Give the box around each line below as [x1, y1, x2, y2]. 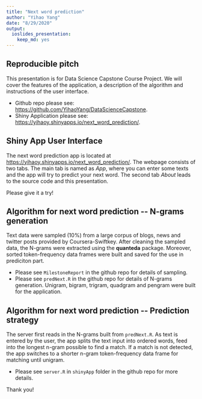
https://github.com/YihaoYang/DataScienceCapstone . [14, 106, 148, 113]
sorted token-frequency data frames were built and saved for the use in [6, 251, 184, 258]
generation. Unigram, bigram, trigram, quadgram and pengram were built [14, 282, 196, 289]
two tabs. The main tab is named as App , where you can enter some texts [6, 165, 189, 172]
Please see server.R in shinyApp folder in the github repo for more [14, 368, 179, 376]
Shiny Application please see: [14, 112, 88, 119]
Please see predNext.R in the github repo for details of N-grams [14, 275, 173, 282]
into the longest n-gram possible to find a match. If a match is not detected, [6, 344, 194, 351]
